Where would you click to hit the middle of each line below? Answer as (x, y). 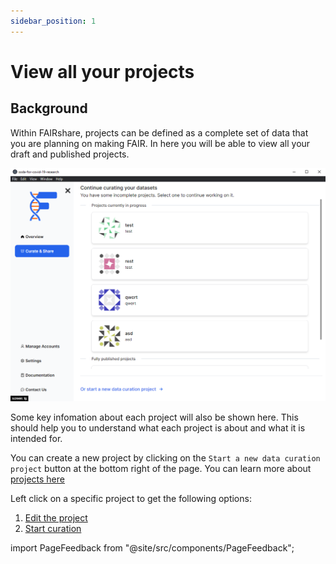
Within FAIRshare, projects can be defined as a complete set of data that (159, 132)
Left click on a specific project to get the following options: (131, 499)
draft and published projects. (70, 154)
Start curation (53, 529)
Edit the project (56, 518)
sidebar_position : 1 (53, 21)
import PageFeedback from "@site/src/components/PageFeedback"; (152, 548)
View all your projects (102, 71)
